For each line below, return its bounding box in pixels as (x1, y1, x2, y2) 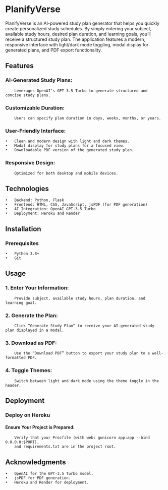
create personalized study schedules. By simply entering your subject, (5, 25, 152, 31)
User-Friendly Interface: (5, 127, 66, 134)
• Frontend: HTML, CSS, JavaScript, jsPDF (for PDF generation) (5, 202, 148, 207)
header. (5, 383, 22, 388)
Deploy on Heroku (5, 411, 50, 418)
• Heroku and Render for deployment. (5, 480, 89, 485)
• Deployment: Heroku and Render (5, 211, 80, 216)
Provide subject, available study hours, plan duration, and (14, 296, 145, 301)
